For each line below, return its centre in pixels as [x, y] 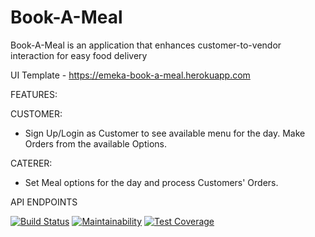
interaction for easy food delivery [79, 55]
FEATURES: [34, 94]
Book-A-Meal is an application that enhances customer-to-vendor [146, 45]
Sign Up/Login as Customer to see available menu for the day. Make [165, 133]
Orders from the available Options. [96, 143]
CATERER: [31, 163]
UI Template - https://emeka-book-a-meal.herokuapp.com [130, 75]
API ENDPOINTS [44, 202]
